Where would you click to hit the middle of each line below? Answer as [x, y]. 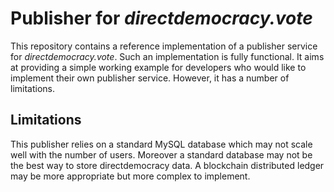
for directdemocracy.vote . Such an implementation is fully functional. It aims [167, 56]
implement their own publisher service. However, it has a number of [150, 78]
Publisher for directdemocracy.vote [161, 18]
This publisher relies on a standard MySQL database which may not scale [161, 144]
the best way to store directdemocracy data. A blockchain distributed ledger [167, 165]
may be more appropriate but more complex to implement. [130, 176]
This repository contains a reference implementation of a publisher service [164, 46]
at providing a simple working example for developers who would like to [158, 67]
